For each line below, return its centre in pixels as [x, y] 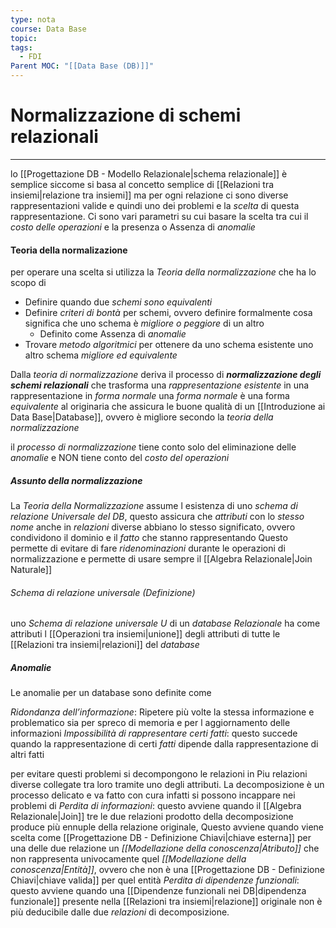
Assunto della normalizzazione [76, 480]
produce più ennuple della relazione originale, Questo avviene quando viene [167, 827]
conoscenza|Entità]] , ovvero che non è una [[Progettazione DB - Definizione [167, 870]
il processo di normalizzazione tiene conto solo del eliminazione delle [153, 447]
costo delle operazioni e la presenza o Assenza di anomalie [133, 227]
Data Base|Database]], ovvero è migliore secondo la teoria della [142, 417]
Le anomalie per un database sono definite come [111, 693]
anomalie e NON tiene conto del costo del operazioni [120, 458]
